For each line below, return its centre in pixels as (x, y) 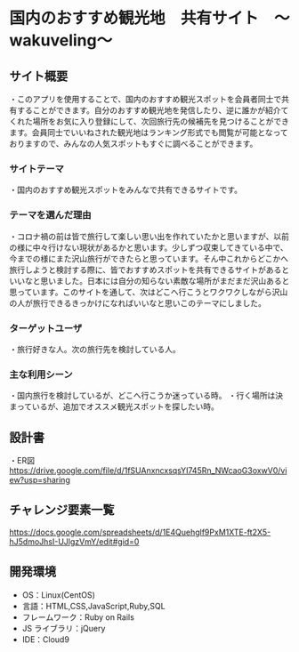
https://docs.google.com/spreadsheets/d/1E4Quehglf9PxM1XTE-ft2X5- (140, 532)
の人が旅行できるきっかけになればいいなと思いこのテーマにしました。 (138, 302)
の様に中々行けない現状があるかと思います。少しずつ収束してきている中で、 (149, 247)
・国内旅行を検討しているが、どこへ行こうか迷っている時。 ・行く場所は (142, 396)
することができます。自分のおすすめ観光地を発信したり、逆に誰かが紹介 (149, 110)
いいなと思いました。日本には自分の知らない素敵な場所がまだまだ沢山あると (149, 280)
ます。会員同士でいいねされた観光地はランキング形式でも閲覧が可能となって (149, 133)
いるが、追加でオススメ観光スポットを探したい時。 (125, 406)
